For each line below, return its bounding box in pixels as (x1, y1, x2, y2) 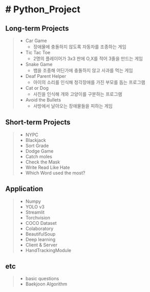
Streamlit (25, 209, 45, 215)
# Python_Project (5, 4, 80, 15)
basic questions (25, 276, 59, 282)
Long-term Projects (5, 24, 69, 33)
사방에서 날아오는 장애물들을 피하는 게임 (33, 103, 113, 109)
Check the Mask (25, 159, 60, 165)
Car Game (25, 37, 47, 44)
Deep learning (25, 236, 56, 242)
